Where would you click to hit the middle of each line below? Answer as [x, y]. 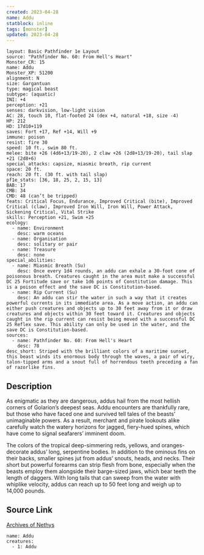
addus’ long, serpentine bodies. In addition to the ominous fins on [113, 452]
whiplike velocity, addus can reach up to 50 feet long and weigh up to [94, 484]
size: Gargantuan [28, 84]
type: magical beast [33, 89]
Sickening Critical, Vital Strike [50, 212]
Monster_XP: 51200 [30, 73]
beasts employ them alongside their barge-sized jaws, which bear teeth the [101, 471]
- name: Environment [38, 228]
